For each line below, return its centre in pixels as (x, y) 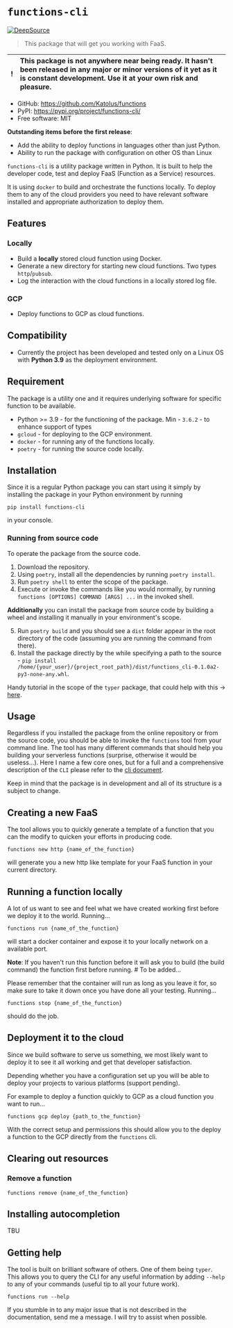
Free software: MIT (44, 118)
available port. (28, 949)
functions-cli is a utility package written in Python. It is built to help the (110, 166)
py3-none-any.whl (42, 674)
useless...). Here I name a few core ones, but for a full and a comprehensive (115, 762)
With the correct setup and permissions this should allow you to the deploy (114, 1129)
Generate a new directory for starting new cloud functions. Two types (117, 265)
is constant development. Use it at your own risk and (109, 78)
